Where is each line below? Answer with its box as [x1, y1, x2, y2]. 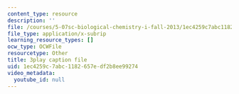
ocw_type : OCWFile [7, 43, 62, 50]
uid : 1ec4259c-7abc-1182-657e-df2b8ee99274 [7, 63, 139, 70]
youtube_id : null [14, 76, 65, 83]
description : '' [7, 17, 55, 24]
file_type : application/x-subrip [7, 30, 107, 37]
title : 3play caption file [7, 57, 87, 64]
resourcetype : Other [7, 50, 69, 57]
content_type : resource [7, 10, 78, 18]
